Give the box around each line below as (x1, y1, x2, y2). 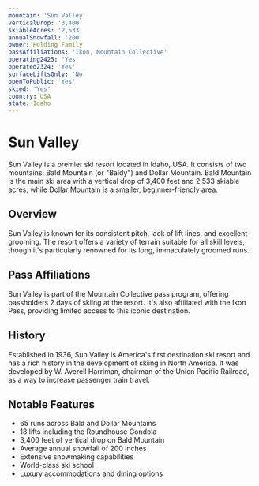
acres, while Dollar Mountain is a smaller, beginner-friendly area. (8, 185, 219, 194)
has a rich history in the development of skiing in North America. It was (8, 358, 239, 368)
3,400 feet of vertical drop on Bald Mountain (19, 436, 165, 445)
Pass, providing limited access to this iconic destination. (8, 305, 191, 316)
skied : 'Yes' (8, 84, 51, 93)
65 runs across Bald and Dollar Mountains (19, 419, 156, 428)
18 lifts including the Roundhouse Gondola (19, 427, 157, 436)
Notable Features (8, 398, 95, 411)
